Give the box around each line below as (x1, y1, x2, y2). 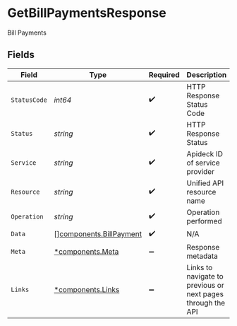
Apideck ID (186, 149, 224, 158)
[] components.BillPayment (54, 229, 142, 239)
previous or (186, 280, 224, 290)
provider (186, 166, 215, 176)
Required (148, 69, 180, 79)
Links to (186, 262, 213, 272)
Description (186, 69, 227, 79)
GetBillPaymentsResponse (7, 5, 167, 21)
